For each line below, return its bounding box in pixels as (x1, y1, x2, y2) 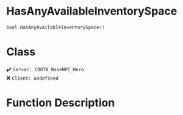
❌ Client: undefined (6, 74, 59, 82)
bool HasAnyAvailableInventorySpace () (6, 24, 105, 30)
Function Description (6, 96, 115, 110)
